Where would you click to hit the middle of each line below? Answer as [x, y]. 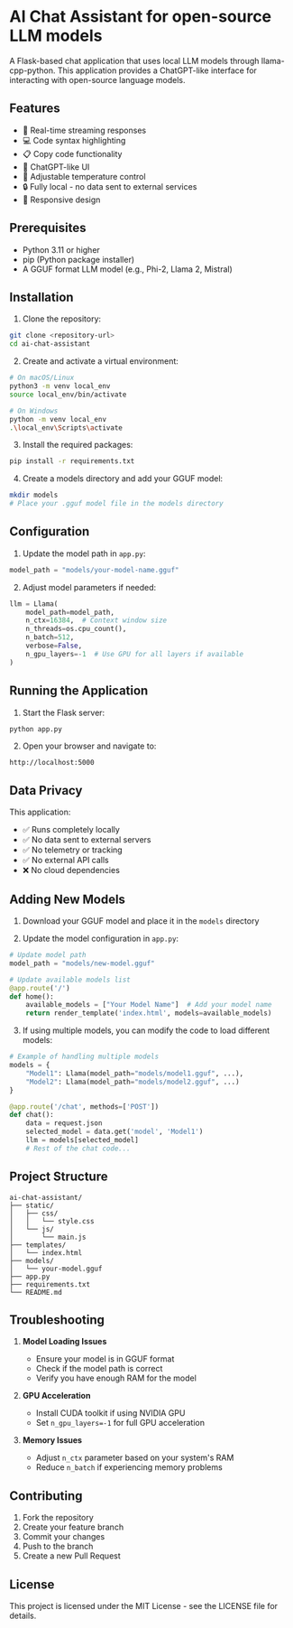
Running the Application [79, 691]
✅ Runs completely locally [71, 830]
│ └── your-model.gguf [56, 1269]
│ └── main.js [48, 1237]
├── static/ [32, 1205]
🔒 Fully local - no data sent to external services [110, 186]
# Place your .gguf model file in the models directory [116, 504]
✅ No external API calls [66, 861]
